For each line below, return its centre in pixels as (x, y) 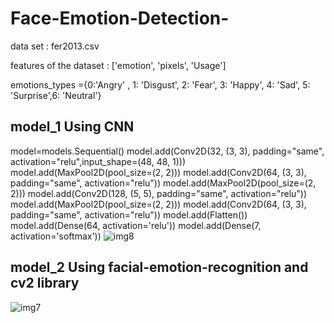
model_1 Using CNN (72, 127)
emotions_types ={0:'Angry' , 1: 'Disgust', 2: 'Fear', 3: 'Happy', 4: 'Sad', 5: (160, 84)
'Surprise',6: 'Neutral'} (56, 95)
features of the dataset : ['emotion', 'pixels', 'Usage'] (118, 65)
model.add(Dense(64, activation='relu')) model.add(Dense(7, (136, 225)
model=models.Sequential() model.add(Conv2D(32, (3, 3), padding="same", (167, 151)
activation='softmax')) (56, 236)
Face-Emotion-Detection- (120, 18)
